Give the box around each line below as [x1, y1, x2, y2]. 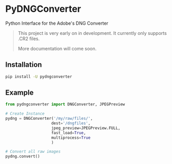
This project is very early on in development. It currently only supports [17, 30, 167, 36]
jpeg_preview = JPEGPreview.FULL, [51, 125, 121, 131]
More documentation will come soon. [17, 45, 97, 51]
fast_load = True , [51, 130, 86, 135]
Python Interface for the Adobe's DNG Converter [5, 20, 109, 26]
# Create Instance [5, 111, 45, 116]
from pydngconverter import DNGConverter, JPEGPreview [5, 102, 125, 107]
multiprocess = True [51, 135, 91, 140]
